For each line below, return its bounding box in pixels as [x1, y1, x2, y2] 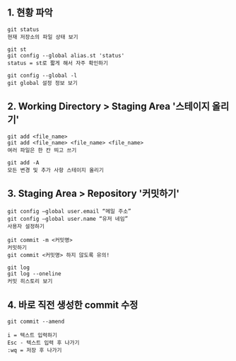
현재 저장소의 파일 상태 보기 [7, 33, 78, 40]
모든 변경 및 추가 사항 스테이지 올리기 [7, 166, 104, 173]
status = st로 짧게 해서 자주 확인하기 [7, 59, 108, 67]
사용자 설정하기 [7, 223, 45, 230]
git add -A [7, 159, 40, 166]
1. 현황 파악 [7, 6, 53, 19]
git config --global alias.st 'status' [7, 52, 125, 59]
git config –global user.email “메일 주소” [7, 208, 131, 215]
